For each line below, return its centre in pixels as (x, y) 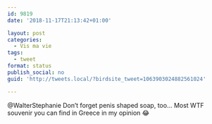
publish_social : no (36, 72)
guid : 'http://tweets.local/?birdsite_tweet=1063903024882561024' (107, 79)
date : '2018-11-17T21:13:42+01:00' (60, 20)
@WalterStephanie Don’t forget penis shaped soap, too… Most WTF (106, 105)
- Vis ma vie (33, 46)
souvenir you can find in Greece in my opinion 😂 (79, 113)
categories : (25, 39)
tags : (15, 53)
